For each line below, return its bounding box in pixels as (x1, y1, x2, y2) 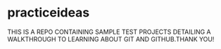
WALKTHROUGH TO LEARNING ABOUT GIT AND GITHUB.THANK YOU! (7, 35, 215, 43)
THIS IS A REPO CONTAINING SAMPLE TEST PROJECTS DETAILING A (7, 28, 211, 36)
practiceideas (7, 5, 90, 21)
